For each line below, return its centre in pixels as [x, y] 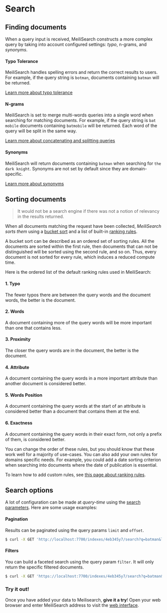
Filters [12, 551]
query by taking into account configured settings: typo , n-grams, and [76, 44]
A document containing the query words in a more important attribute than [81, 378]
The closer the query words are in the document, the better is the [72, 351]
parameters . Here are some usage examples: [51, 508]
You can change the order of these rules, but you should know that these [80, 449]
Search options [29, 490]
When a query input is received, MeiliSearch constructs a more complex [79, 39]
